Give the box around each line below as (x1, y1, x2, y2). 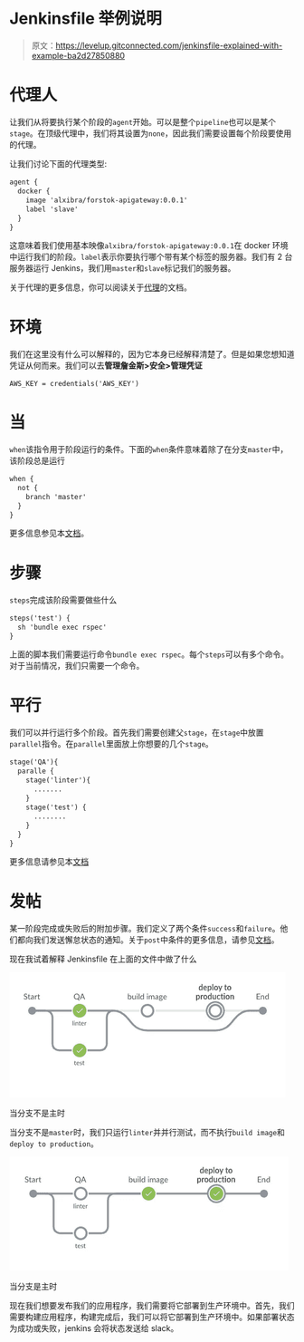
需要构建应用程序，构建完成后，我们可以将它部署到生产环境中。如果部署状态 (9, 1311, 295, 1322)
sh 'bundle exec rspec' (17, 623, 107, 632)
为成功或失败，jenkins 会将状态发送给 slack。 (9, 1322, 179, 1333)
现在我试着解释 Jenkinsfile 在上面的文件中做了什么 (9, 953, 197, 964)
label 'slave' (25, 205, 79, 214)
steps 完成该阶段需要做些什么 (9, 594, 118, 605)
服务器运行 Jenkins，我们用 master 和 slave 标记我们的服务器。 (9, 262, 236, 273)
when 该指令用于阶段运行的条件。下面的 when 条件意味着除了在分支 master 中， (9, 443, 289, 454)
